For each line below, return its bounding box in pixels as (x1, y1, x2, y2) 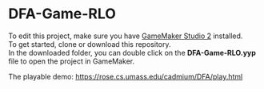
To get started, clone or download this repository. (8, 39, 171, 48)
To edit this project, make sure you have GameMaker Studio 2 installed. (8, 31, 243, 41)
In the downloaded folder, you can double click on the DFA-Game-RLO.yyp (8, 48, 256, 57)
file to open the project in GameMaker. (8, 56, 135, 66)
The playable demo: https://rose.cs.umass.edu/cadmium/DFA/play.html (8, 72, 243, 81)
